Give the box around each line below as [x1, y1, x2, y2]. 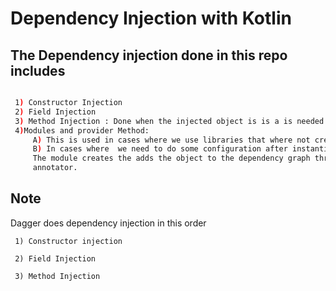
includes [10, 62, 66, 79]
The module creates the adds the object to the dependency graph [32, 153, 311, 164]
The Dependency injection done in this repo [10, 47, 288, 64]
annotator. [32, 163, 78, 173]
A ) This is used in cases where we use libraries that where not [32, 135, 311, 145]
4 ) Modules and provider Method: [14, 125, 150, 136]
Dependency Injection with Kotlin [10, 7, 292, 30]
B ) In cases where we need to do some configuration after [32, 144, 288, 154]
